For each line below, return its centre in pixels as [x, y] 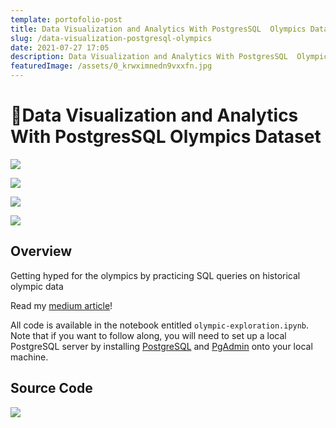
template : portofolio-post [66, 19]
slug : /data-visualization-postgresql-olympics [111, 38]
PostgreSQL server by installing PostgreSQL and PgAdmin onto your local [161, 346]
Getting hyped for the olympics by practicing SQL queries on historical [155, 275]
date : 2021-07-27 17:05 [60, 47]
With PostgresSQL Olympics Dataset [166, 137]
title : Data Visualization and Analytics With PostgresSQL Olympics [158, 29]
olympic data [37, 286]
